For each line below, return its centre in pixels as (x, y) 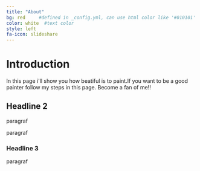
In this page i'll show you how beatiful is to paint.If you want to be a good (97, 81)
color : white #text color (40, 23)
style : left (21, 29)
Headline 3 (23, 148)
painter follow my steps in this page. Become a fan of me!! (79, 88)
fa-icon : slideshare (32, 34)
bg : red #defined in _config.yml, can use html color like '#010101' (101, 18)
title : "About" (25, 12)
